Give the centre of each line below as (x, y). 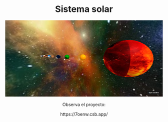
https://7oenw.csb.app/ (84, 114)
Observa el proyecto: (84, 104)
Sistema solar (84, 9)
